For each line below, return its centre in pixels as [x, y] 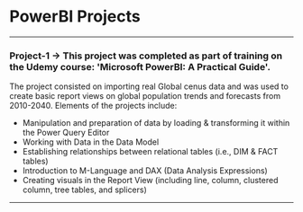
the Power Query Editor [66, 133]
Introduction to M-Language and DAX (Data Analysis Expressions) [145, 171]
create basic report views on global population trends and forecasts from [145, 96]
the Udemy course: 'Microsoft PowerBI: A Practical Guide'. [140, 66]
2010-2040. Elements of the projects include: [93, 106]
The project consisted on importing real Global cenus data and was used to [149, 86]
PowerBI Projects [75, 17]
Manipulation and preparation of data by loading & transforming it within [156, 123]
